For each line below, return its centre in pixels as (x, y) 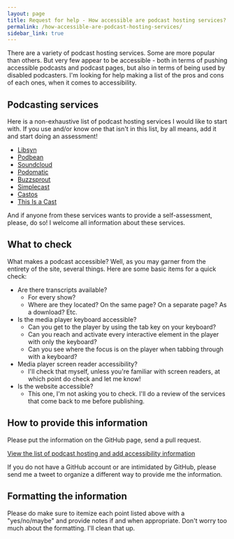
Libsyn (27, 150)
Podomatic (33, 172)
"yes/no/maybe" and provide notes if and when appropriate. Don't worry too (117, 520)
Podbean (30, 157)
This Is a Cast (37, 202)
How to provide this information (78, 423)
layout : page (26, 14)
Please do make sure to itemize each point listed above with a (96, 513)
